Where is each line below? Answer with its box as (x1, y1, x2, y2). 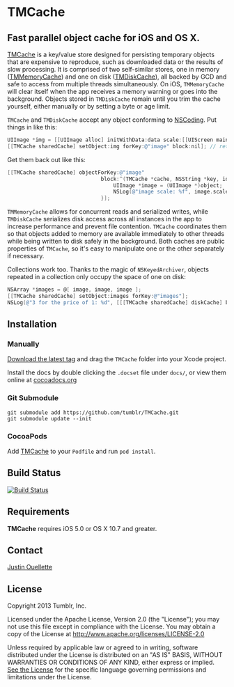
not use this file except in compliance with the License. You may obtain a (7, 622, 216, 631)
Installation (7, 318, 57, 331)
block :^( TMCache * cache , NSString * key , (100, 175, 219, 182)
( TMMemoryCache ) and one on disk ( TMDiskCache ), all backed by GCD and (7, 72, 227, 81)
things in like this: (7, 123, 57, 131)
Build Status (7, 467, 61, 479)
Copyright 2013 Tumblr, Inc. (7, 601, 87, 610)
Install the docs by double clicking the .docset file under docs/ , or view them (7, 368, 226, 377)
